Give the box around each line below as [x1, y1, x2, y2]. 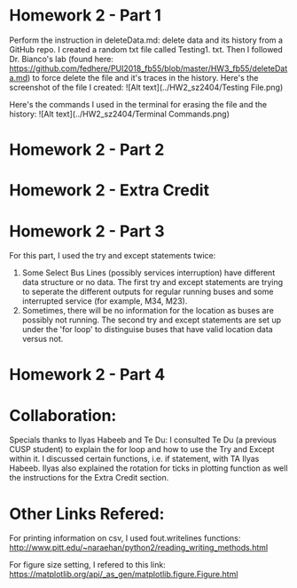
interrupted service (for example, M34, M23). [21, 296, 188, 306]
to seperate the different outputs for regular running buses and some [21, 286, 274, 298]
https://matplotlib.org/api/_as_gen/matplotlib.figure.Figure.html [9, 569, 238, 580]
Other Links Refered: [9, 504, 165, 524]
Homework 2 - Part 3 [9, 221, 166, 241]
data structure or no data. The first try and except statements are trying [21, 277, 284, 288]
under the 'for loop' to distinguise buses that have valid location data [21, 324, 273, 335]
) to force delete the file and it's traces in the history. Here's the [27, 72, 259, 83]
